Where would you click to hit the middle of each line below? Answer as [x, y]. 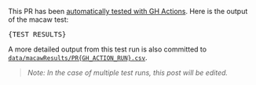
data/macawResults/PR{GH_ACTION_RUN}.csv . [78, 57]
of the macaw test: [38, 19]
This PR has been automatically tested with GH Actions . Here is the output [128, 11]
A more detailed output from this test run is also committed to [107, 49]
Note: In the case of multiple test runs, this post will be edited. [128, 73]
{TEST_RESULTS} [37, 34]
